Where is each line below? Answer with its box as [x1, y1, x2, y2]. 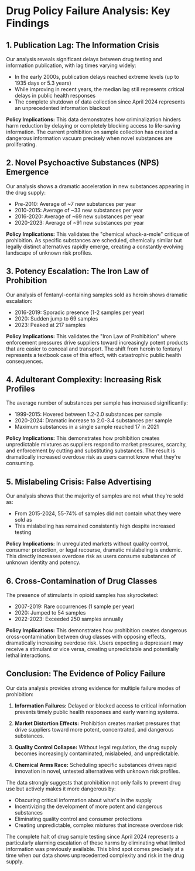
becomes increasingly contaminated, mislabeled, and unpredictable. [14, 750, 180, 757]
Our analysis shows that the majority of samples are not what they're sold [6, 492, 184, 499]
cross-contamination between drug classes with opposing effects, [6, 633, 166, 640]
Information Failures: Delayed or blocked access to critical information [14, 702, 186, 709]
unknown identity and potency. [6, 559, 81, 566]
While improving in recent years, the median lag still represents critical [14, 86, 184, 92]
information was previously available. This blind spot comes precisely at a [6, 845, 184, 852]
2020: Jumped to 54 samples [14, 609, 86, 616]
